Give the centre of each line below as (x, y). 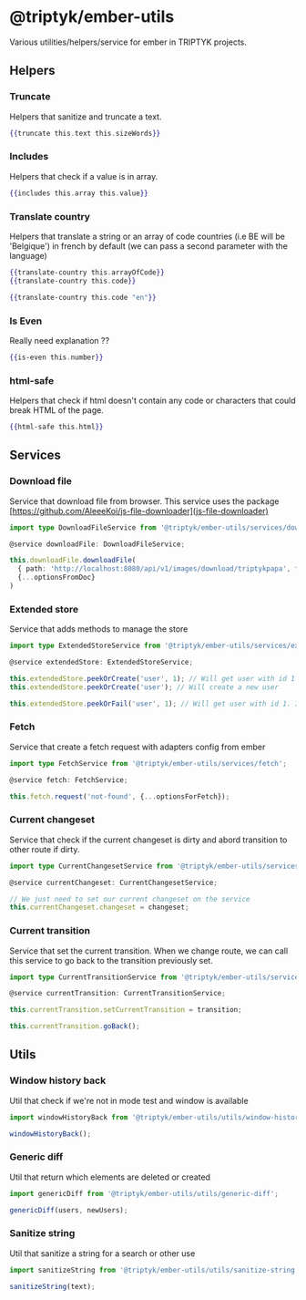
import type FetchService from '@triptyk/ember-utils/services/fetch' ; (148, 763)
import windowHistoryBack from (69, 1117)
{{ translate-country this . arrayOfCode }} (87, 272)
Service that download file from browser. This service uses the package (144, 501)
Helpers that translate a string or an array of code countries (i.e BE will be (147, 236)
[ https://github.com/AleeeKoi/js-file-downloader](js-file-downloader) (139, 511)
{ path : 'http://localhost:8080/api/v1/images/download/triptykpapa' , (154, 569)
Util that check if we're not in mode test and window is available (129, 1100)
